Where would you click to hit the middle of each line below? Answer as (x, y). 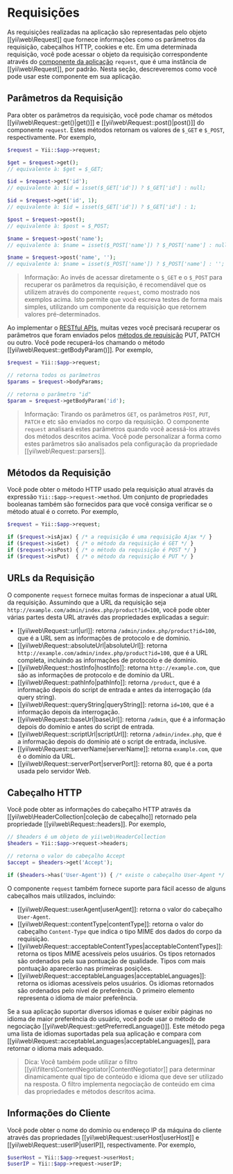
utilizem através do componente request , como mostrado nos (112, 292)
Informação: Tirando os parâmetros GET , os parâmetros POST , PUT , (117, 414)
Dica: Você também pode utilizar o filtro (81, 1061)
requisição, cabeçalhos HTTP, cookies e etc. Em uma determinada (102, 47)
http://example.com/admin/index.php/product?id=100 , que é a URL (112, 652)
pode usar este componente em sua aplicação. (74, 76)
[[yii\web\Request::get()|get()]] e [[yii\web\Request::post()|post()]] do (106, 122)
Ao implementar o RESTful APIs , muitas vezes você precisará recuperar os (114, 328)
